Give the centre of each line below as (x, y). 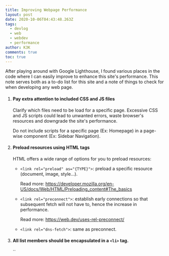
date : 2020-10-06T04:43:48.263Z (39, 19)
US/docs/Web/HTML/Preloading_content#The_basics (76, 189)
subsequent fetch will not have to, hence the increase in (78, 204)
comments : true (21, 52)
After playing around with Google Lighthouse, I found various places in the (83, 71)
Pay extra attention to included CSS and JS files (64, 98)
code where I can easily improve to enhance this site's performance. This (82, 77)
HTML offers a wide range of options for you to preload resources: (82, 159)
